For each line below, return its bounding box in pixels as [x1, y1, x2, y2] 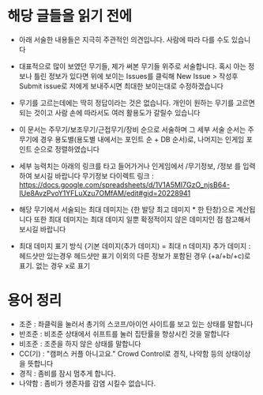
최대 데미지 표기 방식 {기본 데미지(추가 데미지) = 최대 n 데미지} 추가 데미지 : [18, 241, 251, 250]
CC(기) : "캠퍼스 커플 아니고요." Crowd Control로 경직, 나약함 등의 [18, 348, 224, 358]
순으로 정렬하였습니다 [33, 144, 100, 154]
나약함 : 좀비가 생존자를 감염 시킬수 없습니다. [18, 378, 156, 388]
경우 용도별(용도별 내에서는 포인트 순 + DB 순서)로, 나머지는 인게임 [39, 134, 245, 144]
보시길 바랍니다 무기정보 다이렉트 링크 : [33, 171, 155, 180]
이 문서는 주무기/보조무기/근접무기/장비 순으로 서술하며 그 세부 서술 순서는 [18, 124, 246, 134]
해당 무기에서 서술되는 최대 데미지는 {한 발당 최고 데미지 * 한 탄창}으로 [18, 205, 235, 214]
